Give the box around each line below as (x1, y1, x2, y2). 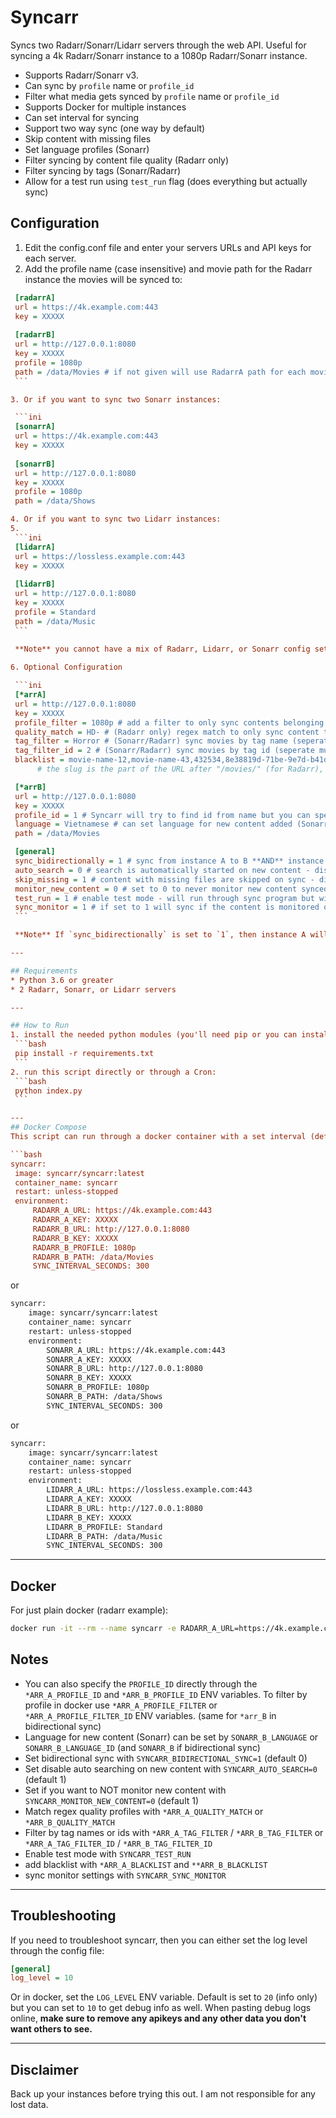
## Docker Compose (10, 1122, 87, 1133)
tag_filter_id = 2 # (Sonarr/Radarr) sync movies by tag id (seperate (14, 746, 315, 756)
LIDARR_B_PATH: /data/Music (46, 1531, 163, 1541)
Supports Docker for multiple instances (24, 101, 187, 113)
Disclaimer (10, 2061, 79, 2078)
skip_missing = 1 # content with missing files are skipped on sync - (14, 874, 315, 885)
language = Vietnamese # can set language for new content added (14, 819, 293, 830)
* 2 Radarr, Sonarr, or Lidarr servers (10, 984, 177, 995)
